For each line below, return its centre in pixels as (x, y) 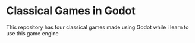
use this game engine (32, 33)
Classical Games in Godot (71, 11)
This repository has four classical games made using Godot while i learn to (97, 27)
